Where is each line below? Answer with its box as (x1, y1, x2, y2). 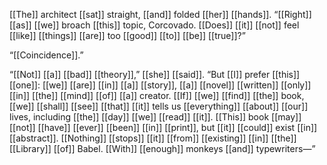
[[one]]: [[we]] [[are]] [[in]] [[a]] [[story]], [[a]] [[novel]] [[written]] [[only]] (9, 79, 312, 91)
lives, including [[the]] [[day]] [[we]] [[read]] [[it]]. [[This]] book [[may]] (9, 111, 302, 123)
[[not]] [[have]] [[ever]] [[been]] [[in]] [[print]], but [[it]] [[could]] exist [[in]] (9, 122, 318, 133)
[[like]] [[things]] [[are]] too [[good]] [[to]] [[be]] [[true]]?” (9, 30, 246, 41)
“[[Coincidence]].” (9, 49, 84, 61)
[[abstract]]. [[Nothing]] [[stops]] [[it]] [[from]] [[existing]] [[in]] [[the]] (9, 132, 297, 144)
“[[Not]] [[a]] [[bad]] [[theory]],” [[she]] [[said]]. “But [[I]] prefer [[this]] (9, 69, 301, 80)
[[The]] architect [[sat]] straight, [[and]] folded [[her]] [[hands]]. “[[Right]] (9, 9, 312, 20)
